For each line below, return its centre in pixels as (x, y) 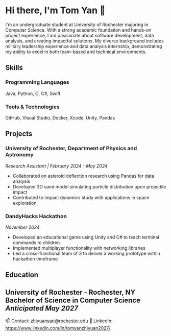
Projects (19, 134)
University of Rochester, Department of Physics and (71, 149)
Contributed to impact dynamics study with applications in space (81, 197)
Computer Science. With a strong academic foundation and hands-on (78, 30)
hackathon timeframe (35, 259)
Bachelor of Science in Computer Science (73, 300)
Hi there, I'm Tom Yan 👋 (55, 10)
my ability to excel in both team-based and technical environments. (76, 52)
